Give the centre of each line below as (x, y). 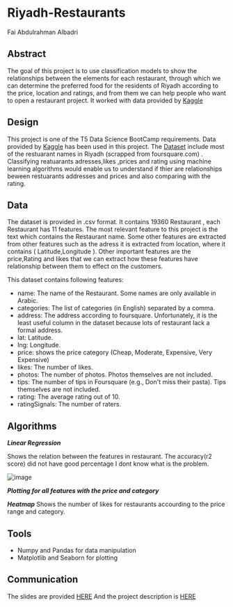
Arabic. (27, 301)
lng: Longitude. (39, 345)
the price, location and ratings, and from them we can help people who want (116, 93)
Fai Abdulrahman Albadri (43, 32)
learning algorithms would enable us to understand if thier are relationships (115, 168)
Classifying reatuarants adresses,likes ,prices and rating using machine (110, 161)
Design (23, 122)
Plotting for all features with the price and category (83, 491)
